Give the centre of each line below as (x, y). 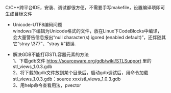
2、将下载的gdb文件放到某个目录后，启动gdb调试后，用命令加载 (80, 72)
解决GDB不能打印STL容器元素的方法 (51, 54)
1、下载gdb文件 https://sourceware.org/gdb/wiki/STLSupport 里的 (82, 61)
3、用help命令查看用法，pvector (47, 85)
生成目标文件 (19, 14)
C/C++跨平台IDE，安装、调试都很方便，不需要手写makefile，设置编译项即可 (85, 7)
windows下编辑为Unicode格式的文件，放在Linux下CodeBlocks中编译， (87, 31)
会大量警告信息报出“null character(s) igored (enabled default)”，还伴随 (87, 37)
